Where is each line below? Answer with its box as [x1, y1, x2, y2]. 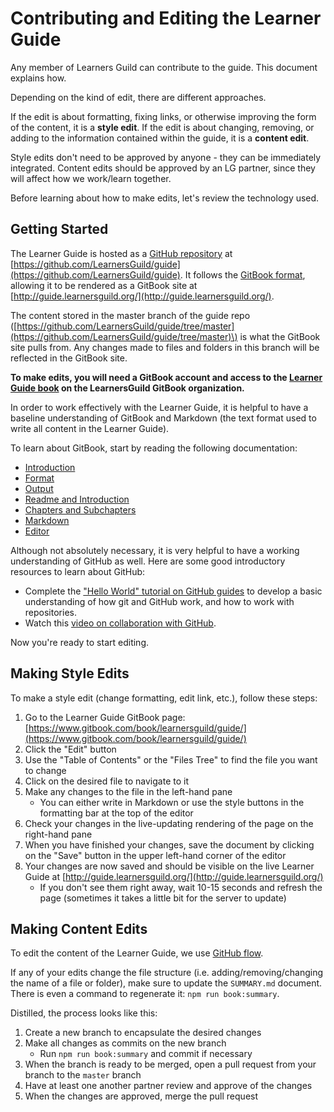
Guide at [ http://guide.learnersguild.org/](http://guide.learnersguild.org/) [24, 870, 324, 882]
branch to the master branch [24, 1069, 142, 1081]
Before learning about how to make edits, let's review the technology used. [10, 192, 320, 204]
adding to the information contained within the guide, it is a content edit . [10, 132, 310, 144]
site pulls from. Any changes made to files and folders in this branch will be [10, 341, 320, 353]
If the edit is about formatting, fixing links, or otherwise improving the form [10, 110, 317, 122]
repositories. [24, 606, 77, 618]
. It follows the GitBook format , [179, 268, 306, 281]
